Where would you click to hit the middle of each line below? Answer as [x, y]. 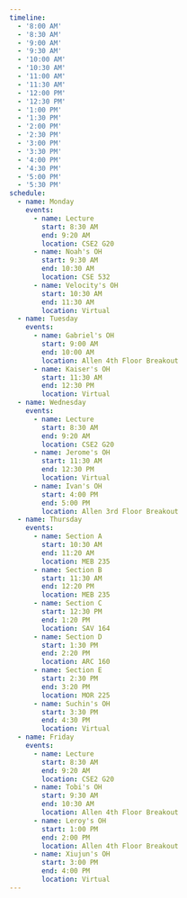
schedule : [28, 193]
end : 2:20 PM [66, 653]
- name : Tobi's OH [67, 787]
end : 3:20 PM [66, 687]
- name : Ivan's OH [67, 486]
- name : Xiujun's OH [71, 854]
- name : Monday [46, 202]
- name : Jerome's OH [71, 453]
